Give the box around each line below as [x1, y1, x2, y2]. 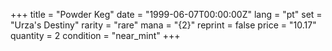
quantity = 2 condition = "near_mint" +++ [10, 30, 181, 41]
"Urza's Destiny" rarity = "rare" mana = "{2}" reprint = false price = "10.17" [10, 19, 317, 31]
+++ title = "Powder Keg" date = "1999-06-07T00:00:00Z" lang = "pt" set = [10, 9, 323, 20]
